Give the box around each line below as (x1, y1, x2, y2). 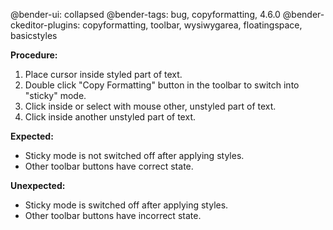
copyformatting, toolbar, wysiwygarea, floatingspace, (82, 19, 303, 31)
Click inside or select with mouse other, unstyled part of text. (24, 100, 277, 112)
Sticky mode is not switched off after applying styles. (24, 150, 245, 161)
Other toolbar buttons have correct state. (24, 160, 194, 172)
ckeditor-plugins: (10, 19, 81, 31)
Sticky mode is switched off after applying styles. (24, 199, 229, 211)
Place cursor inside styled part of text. (24, 69, 183, 80)
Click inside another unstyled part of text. (24, 111, 196, 123)
